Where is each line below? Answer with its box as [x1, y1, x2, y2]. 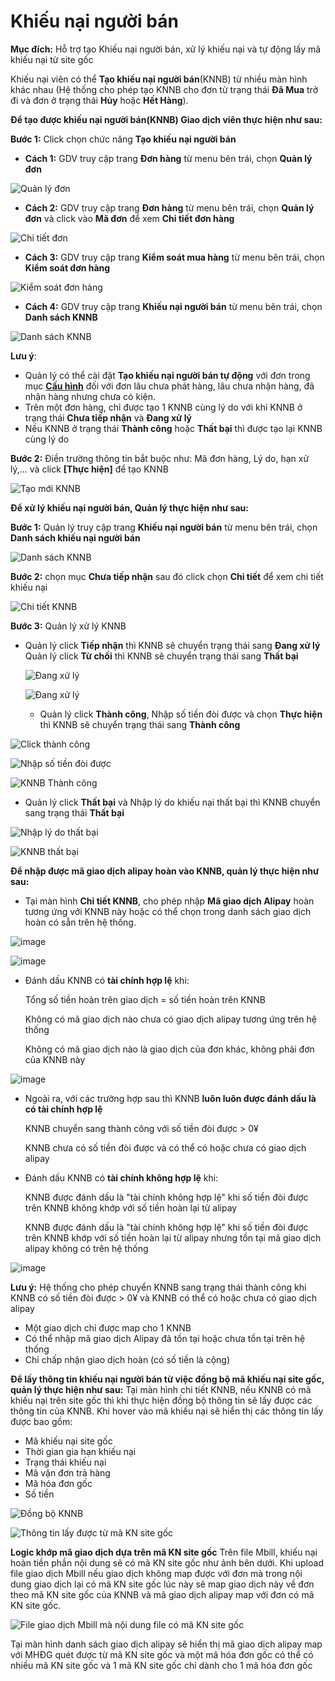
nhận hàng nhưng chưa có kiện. [24, 390, 156, 402]
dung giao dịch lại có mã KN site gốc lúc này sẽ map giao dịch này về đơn [10, 1578, 315, 1590]
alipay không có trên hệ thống [24, 1242, 149, 1254]
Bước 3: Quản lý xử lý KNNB [10, 620, 127, 632]
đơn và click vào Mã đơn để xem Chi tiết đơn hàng [24, 212, 235, 224]
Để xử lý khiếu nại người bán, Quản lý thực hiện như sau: [10, 501, 249, 514]
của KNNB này [24, 1053, 86, 1065]
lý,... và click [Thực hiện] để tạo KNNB [10, 463, 169, 475]
